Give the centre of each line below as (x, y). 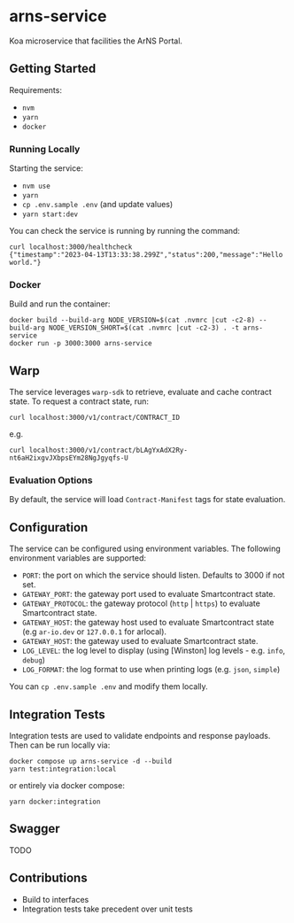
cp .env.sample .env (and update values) (97, 205)
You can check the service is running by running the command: (125, 231)
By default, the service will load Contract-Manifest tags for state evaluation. (147, 500)
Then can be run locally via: (60, 745)
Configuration (49, 527)
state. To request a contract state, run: (79, 401)
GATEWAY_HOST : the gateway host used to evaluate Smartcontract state (148, 623)
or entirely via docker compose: (67, 786)
